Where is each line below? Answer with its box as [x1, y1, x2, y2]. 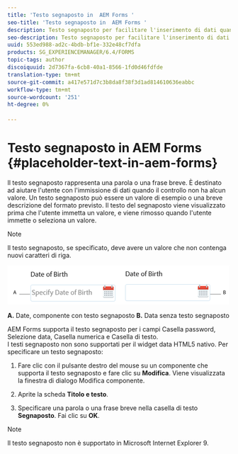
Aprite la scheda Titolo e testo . [17, 390, 108, 398]
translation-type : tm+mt [7, 71, 81, 78]
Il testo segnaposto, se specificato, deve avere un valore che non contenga [7, 243, 227, 251]
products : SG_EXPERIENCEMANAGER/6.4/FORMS [7, 49, 135, 56]
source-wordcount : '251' [7, 93, 81, 101]
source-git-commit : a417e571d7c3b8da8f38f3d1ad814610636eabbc [7, 79, 195, 86]
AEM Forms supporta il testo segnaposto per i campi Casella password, [7, 324, 216, 333]
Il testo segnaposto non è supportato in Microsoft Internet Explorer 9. [7, 438, 209, 447]
